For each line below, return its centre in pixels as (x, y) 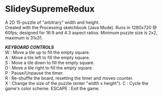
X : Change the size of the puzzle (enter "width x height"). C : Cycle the (77, 83)
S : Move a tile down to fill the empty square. (50, 63)
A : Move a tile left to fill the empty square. (48, 57)
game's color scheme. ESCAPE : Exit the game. (52, 88)
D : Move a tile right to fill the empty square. (49, 68)
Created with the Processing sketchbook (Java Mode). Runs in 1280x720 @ (81, 27)
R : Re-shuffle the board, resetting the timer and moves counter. (69, 78)
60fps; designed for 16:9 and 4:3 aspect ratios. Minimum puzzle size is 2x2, (81, 32)
